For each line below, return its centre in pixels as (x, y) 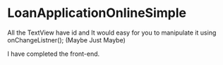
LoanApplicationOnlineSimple (97, 13)
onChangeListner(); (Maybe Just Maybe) (66, 40)
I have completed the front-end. (54, 54)
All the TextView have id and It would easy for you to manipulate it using (112, 32)
